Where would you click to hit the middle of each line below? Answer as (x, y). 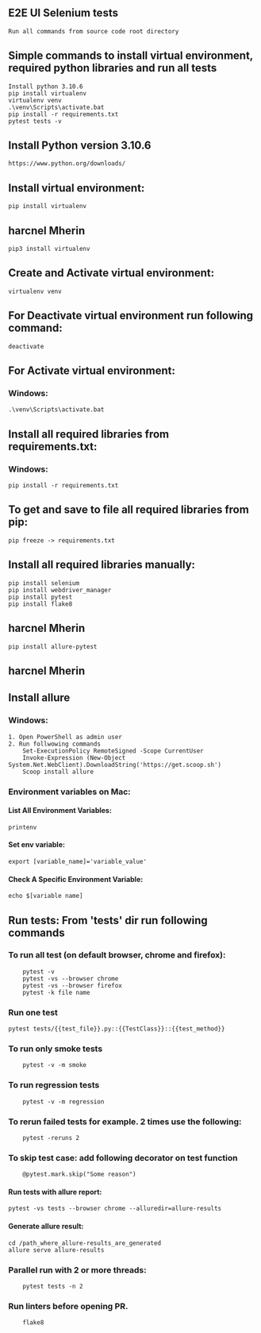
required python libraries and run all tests (113, 68)
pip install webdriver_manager (60, 590)
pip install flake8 (40, 604)
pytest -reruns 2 (51, 1138)
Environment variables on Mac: (69, 792)
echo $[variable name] (46, 896)
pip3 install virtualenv (49, 249)
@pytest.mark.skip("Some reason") (79, 1174)
